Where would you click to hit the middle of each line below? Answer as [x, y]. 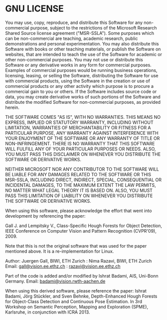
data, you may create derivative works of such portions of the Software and [83, 97]
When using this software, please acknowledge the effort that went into [79, 211]
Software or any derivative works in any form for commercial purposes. [79, 65]
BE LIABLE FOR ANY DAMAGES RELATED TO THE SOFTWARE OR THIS [78, 174]
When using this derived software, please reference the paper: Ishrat [76, 291]
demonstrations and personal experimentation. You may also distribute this [82, 43]
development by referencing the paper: [45, 216]
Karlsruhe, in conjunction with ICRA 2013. [48, 312]
